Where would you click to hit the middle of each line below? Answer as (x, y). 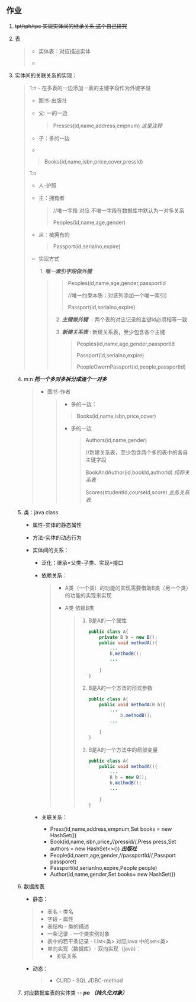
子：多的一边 (54, 138)
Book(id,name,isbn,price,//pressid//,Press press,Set (113, 841)
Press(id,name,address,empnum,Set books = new (111, 829)
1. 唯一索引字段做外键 (66, 271)
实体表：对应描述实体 (64, 51)
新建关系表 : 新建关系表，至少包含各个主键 (113, 332)
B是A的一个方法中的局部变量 (123, 750)
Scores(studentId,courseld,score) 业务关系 (138, 492)
